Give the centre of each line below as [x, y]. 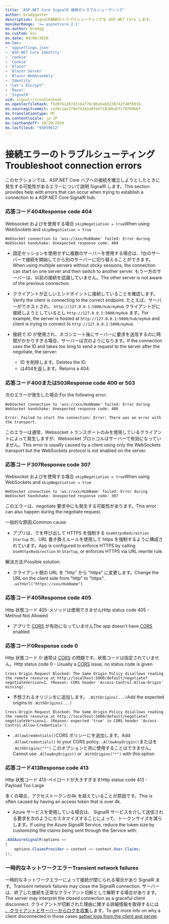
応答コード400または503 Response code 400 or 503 [70, 383]
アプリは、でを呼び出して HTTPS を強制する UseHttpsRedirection [81, 533]
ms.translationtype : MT [30, 114]
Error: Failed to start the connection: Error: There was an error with [83, 418]
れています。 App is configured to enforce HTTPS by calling [74, 546]
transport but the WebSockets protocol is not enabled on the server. [76, 451]
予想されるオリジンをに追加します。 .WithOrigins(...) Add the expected [88, 697]
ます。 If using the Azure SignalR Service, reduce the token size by [86, 825]
